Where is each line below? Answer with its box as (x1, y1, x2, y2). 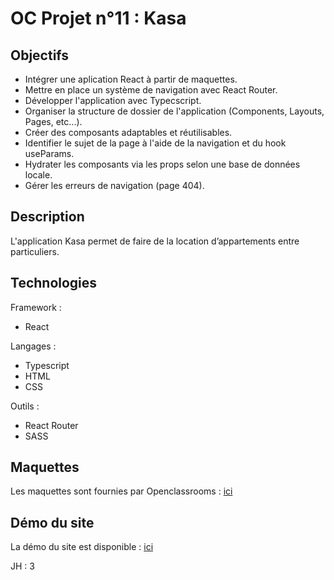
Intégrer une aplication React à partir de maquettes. (24, 73, 238, 85)
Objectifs (10, 47, 70, 64)
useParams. (24, 148, 75, 159)
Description (10, 208, 85, 226)
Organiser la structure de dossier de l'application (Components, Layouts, (24, 105, 325, 117)
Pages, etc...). (24, 116, 83, 127)
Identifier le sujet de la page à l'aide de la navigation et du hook (24, 137, 287, 149)
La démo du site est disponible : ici (10, 541, 154, 553)
